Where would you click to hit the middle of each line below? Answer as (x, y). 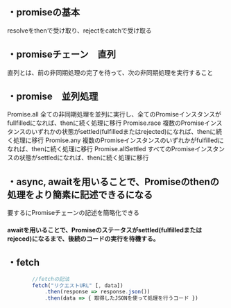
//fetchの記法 (51, 279)
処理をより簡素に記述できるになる (80, 195)
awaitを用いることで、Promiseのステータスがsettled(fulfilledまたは (105, 230)
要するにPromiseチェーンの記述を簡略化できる (74, 213)
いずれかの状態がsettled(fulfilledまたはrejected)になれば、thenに (123, 132)
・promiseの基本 (44, 12)
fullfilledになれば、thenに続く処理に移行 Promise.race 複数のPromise (106, 123)
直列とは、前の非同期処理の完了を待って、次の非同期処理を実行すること (110, 72)
